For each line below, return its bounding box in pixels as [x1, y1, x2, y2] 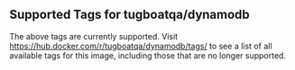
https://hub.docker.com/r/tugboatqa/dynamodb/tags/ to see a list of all [9, 40, 272, 51]
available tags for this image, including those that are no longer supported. [9, 49, 287, 61]
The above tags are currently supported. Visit [9, 31, 179, 41]
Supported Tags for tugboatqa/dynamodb [9, 7, 250, 22]
